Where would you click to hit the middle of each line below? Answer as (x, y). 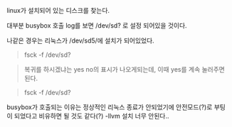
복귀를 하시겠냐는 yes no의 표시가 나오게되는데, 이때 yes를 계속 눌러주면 (124, 69)
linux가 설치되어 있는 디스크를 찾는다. (58, 10)
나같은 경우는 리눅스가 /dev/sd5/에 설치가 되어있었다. (80, 40)
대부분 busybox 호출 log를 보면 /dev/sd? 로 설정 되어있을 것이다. (97, 26)
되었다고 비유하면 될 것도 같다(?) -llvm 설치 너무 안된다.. (91, 116)
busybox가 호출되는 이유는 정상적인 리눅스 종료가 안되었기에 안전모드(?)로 (110, 107)
